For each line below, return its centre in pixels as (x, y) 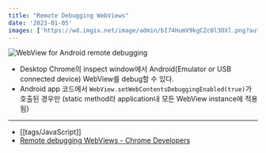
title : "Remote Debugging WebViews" (68, 15)
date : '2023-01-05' (40, 23)
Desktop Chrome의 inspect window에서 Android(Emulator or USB (125, 69)
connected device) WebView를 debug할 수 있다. (97, 79)
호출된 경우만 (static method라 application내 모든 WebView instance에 (131, 99)
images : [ (25, 30)
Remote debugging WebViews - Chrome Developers (105, 140)
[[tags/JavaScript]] (50, 132)
